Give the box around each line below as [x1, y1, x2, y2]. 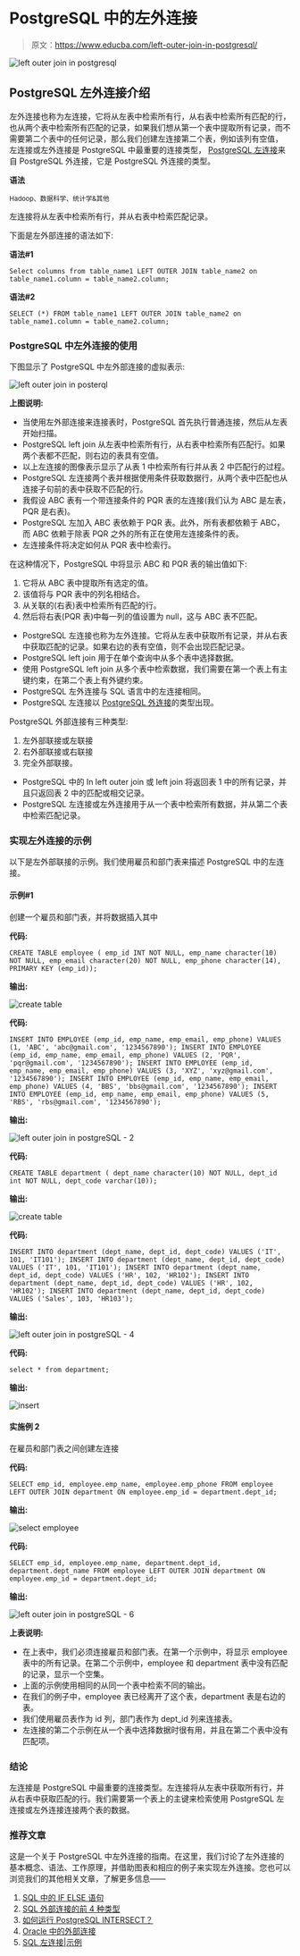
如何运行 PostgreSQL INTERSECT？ [21, 1915, 154, 1926]
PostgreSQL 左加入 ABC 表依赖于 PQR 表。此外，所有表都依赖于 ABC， [21, 518, 285, 528]
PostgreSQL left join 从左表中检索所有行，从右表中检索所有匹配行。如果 [21, 439, 286, 450]
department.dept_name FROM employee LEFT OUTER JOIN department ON [9, 1566, 266, 1575]
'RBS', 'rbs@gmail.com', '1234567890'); [9, 1097, 162, 1107]
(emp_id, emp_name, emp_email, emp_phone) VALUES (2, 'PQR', [9, 1050, 242, 1059]
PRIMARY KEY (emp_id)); [9, 964, 98, 973]
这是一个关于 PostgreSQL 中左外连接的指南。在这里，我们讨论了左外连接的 [9, 1851, 285, 1862]
